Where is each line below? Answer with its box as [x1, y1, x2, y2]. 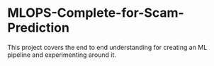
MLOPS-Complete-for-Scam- [7, 5, 184, 21]
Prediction [7, 20, 69, 36]
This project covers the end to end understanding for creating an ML [7, 43, 208, 51]
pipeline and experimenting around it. [7, 51, 117, 59]
